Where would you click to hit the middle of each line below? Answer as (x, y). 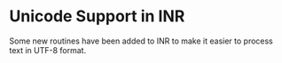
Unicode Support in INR (97, 16)
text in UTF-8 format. (48, 50)
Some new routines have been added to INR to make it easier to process (141, 41)
